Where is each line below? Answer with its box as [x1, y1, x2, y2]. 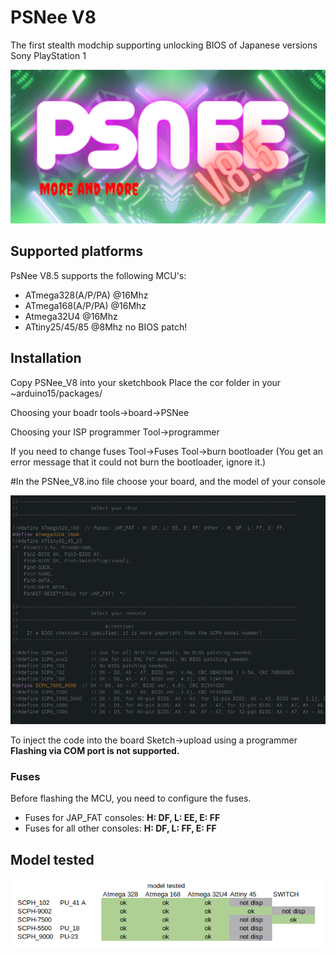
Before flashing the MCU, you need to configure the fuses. [10, 792, 252, 805]
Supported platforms [10, 243, 143, 260]
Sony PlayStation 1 [10, 49, 87, 61]
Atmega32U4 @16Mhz [24, 310, 118, 322]
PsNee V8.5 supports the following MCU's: [10, 269, 187, 281]
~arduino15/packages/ [10, 387, 103, 399]
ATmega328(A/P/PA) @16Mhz [24, 289, 149, 301]
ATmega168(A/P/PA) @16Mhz [24, 299, 147, 311]
